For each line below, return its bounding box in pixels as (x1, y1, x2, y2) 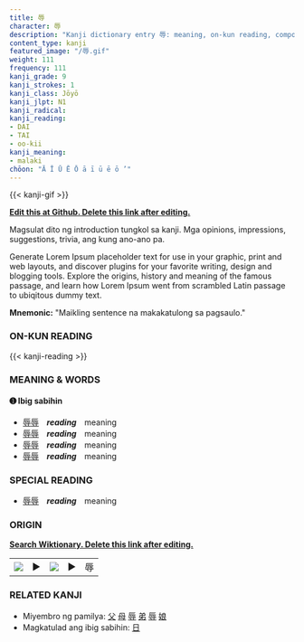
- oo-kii (9, 139, 43, 148)
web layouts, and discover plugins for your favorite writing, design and (9, 261, 272, 272)
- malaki (9, 156, 43, 165)
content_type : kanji (9, 38, 88, 48)
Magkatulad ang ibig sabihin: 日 (22, 621, 140, 633)
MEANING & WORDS (9, 373, 101, 385)
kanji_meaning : (9, 147, 67, 156)
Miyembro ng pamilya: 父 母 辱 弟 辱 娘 (22, 610, 167, 621)
